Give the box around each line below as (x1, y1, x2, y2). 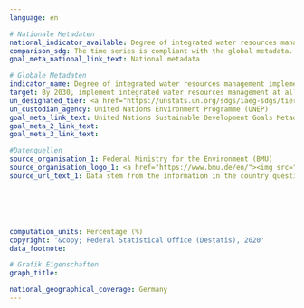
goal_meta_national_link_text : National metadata (9, 55, 201, 64)
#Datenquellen (9, 146, 63, 155)
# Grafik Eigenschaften (9, 260, 100, 269)
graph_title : (9, 268, 59, 278)
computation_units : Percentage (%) (9, 227, 144, 236)
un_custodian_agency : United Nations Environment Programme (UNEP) (9, 105, 270, 114)
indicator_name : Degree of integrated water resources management (9, 79, 265, 89)
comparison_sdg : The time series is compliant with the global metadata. (9, 46, 294, 55)
